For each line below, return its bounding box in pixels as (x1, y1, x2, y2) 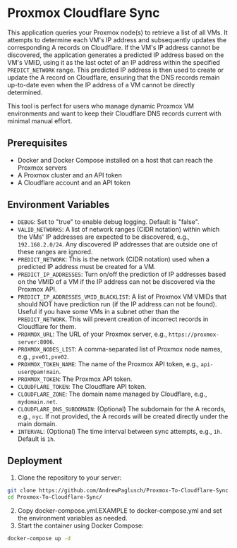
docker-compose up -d (7, 535, 71, 542)
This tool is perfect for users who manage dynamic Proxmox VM (7, 101, 194, 110)
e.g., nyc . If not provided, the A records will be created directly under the (17, 412, 229, 421)
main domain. (17, 419, 58, 428)
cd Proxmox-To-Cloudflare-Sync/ (7, 494, 102, 501)
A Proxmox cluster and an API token (17, 170, 122, 179)
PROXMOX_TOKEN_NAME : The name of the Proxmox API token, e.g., (17, 359, 200, 368)
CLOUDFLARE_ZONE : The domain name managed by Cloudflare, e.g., (17, 390, 207, 398)
